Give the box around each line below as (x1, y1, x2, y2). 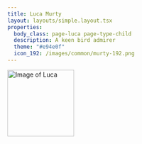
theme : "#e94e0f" (13, 43, 65, 50)
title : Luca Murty (7, 10, 62, 18)
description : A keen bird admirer (13, 37, 116, 44)
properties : (7, 23, 43, 31)
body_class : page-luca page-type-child (13, 30, 132, 38)
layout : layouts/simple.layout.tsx (7, 17, 113, 24)
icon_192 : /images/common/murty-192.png (13, 50, 135, 57)
